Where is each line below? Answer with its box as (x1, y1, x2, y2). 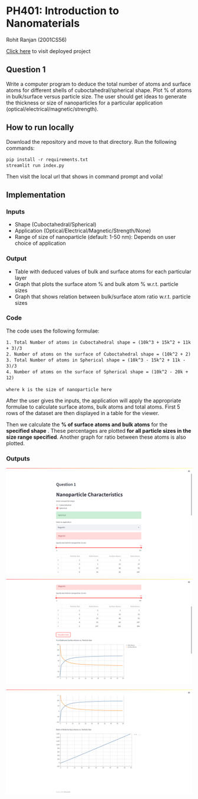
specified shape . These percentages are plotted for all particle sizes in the (6, 427, 192, 434)
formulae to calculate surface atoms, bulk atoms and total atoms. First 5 (6, 403, 181, 410)
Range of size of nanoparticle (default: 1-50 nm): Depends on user (14, 234, 176, 241)
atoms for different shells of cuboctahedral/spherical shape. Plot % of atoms (6, 87, 192, 94)
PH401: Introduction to (6, 4, 120, 18)
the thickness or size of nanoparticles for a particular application (6, 99, 163, 106)
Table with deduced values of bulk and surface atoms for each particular (14, 268, 192, 275)
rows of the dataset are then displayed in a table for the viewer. (6, 409, 160, 416)
